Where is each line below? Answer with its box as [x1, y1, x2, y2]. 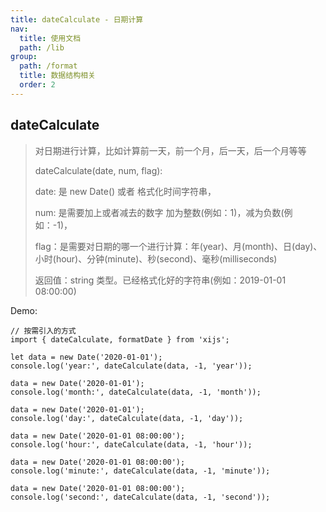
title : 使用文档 [19, 33, 82, 43]
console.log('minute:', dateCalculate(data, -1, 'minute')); [10, 466, 271, 476]
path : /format [19, 61, 78, 71]
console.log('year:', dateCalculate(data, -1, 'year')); [10, 361, 253, 371]
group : [10, 52, 38, 62]
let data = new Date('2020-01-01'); [10, 352, 163, 362]
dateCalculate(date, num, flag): [34, 164, 163, 176]
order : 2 [19, 80, 56, 90]
